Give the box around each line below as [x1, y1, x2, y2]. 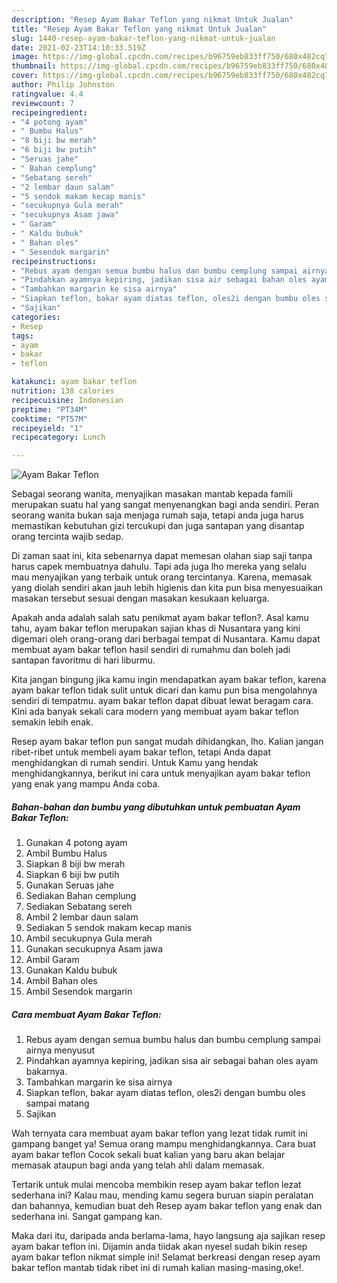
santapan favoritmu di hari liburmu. [11, 654, 156, 666]
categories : [11, 312, 61, 322]
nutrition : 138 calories [11, 386, 115, 396]
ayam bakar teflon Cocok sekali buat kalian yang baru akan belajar [11, 1149, 286, 1161]
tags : [11, 331, 34, 341]
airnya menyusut [25, 1044, 96, 1056]
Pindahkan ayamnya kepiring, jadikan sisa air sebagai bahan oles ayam [25, 1055, 319, 1067]
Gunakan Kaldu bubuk [25, 964, 118, 976]
